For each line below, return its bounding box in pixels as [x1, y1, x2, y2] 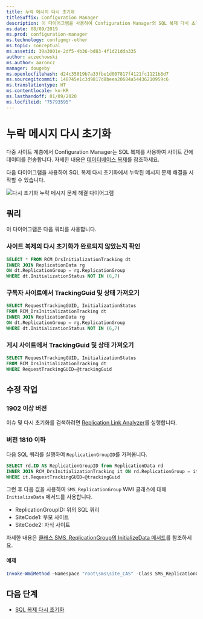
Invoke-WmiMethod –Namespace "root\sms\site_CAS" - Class [6, 571, 153, 577]
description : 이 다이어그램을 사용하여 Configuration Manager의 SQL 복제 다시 [6, 20, 189, 26]
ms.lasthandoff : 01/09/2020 [6, 93, 77, 99]
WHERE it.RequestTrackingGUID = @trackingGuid [6, 474, 120, 480]
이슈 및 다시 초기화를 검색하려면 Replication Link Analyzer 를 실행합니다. [6, 419, 177, 426]
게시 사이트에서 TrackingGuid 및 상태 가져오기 [6, 340, 134, 349]
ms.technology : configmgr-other [6, 37, 88, 43]
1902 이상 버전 [6, 404, 47, 412]
